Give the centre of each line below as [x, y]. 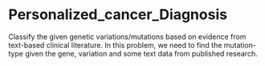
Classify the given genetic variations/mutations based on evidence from [127, 37]
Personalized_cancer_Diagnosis [118, 15]
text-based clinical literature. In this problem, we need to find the [115, 45]
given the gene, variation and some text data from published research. [142, 53]
